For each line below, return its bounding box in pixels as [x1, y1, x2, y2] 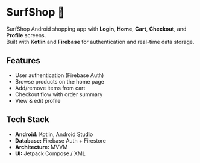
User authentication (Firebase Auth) [14, 72, 104, 79]
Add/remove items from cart [14, 84, 86, 91]
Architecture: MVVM [14, 143, 68, 150]
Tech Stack [6, 114, 49, 125]
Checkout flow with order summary [14, 90, 103, 98]
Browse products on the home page [14, 78, 104, 85]
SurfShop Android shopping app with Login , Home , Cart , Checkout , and [6, 25, 187, 32]
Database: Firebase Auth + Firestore [14, 137, 107, 144]
